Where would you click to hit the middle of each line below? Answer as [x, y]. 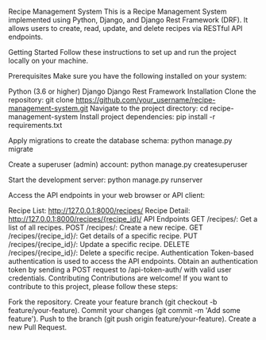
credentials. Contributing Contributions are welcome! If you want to [118, 278]
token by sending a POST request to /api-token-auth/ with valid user [120, 270]
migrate [21, 149]
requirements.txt [35, 125]
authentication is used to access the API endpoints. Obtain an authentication [133, 261]
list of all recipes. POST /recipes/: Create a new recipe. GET [106, 227]
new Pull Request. [38, 327]
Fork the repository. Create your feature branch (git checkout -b [113, 302]
